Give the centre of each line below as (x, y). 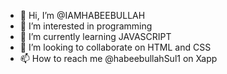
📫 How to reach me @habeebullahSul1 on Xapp (118, 58)
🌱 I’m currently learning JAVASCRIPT (95, 36)
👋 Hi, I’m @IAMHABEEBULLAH (82, 15)
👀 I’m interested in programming (86, 26)
